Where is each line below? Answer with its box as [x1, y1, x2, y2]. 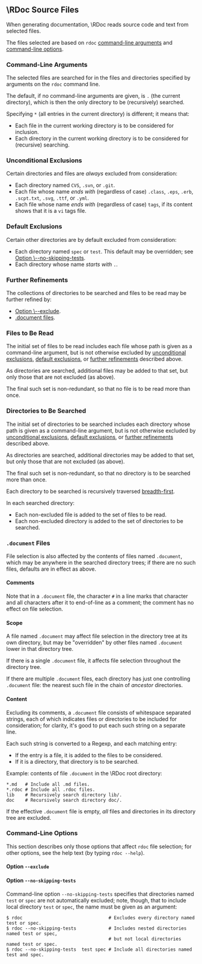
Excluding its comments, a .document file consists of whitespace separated [6, 709, 191, 716]
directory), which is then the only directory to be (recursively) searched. [6, 99, 185, 106]
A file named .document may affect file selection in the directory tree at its [6, 633, 188, 640]
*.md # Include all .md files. [6, 781, 90, 787]
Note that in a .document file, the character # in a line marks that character [6, 592, 188, 600]
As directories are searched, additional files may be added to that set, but [6, 367, 188, 375]
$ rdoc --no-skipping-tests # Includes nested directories [6, 925, 187, 931]
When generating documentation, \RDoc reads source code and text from [6, 21, 189, 28]
